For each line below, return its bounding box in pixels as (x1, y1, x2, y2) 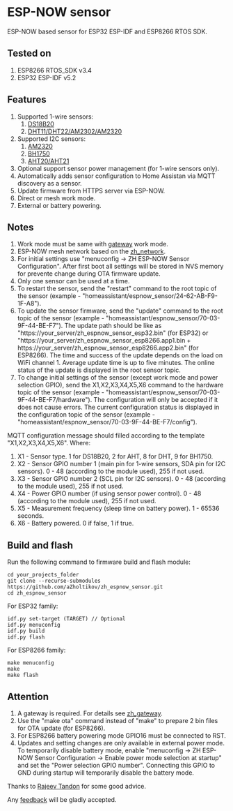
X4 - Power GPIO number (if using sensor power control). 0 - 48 (17, 489, 202, 498)
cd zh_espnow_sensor (7, 590, 67, 597)
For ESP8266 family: (7, 646, 66, 655)
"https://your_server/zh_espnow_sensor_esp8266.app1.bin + (17, 336, 191, 345)
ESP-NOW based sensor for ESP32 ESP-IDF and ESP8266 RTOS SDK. (7, 27, 207, 36)
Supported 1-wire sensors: (17, 112, 94, 121)
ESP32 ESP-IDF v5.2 (17, 73, 77, 82)
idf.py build (7, 627, 45, 635)
